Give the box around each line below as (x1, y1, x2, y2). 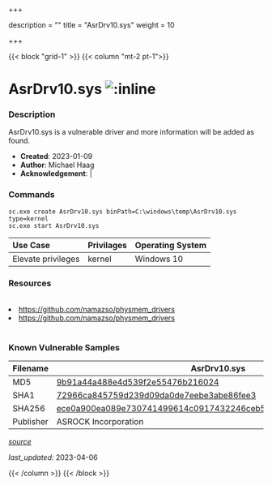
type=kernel (8, 214, 49, 223)
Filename (12, 363, 49, 374)
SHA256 (12, 403, 46, 414)
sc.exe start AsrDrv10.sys (8, 221, 100, 230)
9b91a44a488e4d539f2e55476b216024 (56, 376, 219, 388)
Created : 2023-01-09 (19, 152, 93, 161)
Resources (8, 277, 52, 289)
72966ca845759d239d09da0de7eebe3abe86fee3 (56, 390, 257, 401)
